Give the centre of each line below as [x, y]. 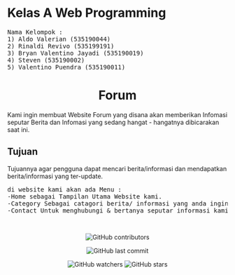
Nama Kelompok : [35, 32]
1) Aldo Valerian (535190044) [59, 39]
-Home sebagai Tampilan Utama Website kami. [85, 196]
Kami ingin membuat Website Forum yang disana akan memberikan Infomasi [117, 114]
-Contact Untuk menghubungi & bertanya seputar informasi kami [118, 210]
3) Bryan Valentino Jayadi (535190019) [76, 53]
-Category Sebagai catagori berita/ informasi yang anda [107, 203]
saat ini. [19, 129]
